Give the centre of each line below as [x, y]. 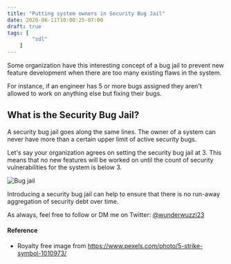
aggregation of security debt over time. [63, 201]
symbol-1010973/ [42, 254]
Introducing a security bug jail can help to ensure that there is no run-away [113, 194]
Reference [22, 230]
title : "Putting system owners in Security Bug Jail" [86, 13]
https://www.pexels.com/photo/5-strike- [145, 246]
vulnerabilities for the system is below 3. [65, 167]
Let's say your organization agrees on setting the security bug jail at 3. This [114, 152]
